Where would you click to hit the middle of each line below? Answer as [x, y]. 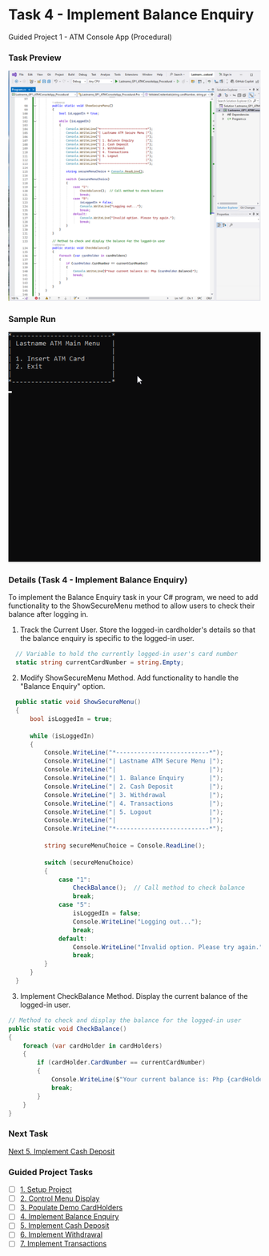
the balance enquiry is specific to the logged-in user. [107, 638]
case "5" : [75, 905]
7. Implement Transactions [63, 1244]
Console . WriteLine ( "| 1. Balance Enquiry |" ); [134, 779]
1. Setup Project [46, 1190]
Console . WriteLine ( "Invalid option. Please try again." [168, 947]
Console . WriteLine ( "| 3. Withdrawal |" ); [134, 795]
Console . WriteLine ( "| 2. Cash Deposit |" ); [134, 787]
